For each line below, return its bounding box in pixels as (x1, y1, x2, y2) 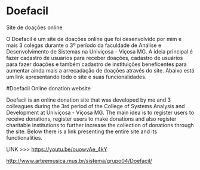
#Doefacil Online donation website (6, 84, 91, 92)
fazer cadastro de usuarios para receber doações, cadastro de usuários (6, 54, 183, 61)
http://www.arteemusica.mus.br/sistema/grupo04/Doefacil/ (6, 157, 152, 164)
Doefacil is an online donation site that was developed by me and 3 (6, 96, 171, 103)
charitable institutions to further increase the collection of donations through (6, 121, 194, 128)
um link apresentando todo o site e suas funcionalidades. (6, 73, 147, 80)
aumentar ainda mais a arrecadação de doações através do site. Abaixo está (6, 67, 195, 74)
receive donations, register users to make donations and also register (6, 115, 177, 122)
